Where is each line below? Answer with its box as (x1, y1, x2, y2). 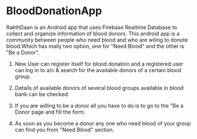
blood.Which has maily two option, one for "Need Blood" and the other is (6, 43, 185, 50)
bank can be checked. (14, 90, 69, 98)
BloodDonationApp (6, 4, 102, 18)
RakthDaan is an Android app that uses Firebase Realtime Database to (6, 24, 177, 31)
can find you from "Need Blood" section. (14, 126, 115, 133)
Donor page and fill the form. (14, 108, 86, 115)
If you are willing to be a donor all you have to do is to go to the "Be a (14, 102, 184, 109)
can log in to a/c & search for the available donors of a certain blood (14, 66, 182, 73)
